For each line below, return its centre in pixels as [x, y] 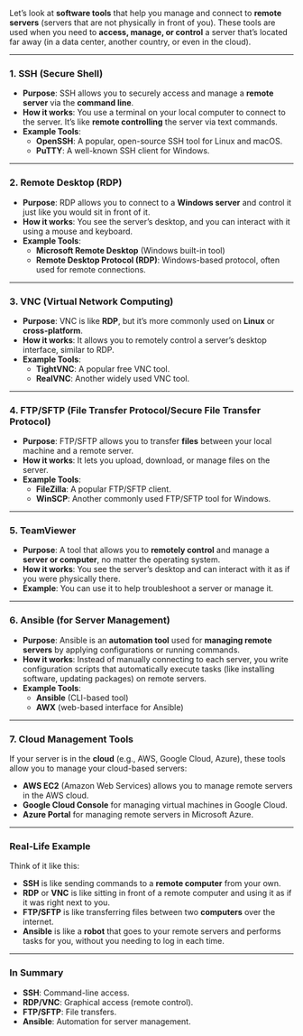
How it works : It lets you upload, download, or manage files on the [146, 460]
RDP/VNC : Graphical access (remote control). [108, 1002]
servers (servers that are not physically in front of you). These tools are [142, 23]
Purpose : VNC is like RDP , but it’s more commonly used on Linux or [148, 320]
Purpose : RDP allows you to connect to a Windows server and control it [156, 202]
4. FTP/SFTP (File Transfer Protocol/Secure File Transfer [135, 410]
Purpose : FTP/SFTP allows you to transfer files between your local [147, 441]
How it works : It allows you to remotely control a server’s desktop [145, 340]
